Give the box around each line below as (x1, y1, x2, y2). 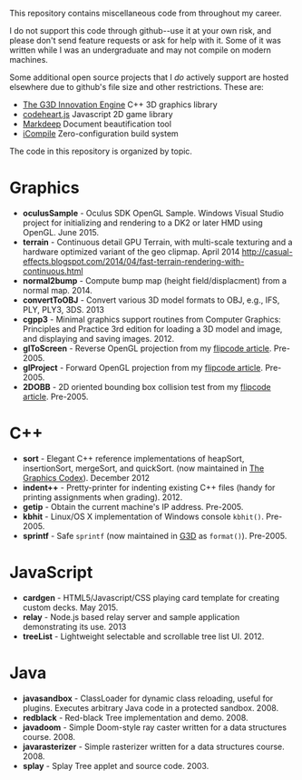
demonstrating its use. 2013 (22, 621, 127, 632)
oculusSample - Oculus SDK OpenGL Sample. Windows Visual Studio (22, 207, 284, 218)
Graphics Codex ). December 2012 (22, 472, 150, 483)
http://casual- (241, 245, 293, 257)
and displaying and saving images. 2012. (22, 333, 175, 344)
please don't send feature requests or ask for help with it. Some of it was (9, 35, 281, 45)
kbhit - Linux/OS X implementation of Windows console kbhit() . (22, 511, 265, 522)
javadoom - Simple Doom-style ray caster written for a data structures (22, 722, 287, 733)
